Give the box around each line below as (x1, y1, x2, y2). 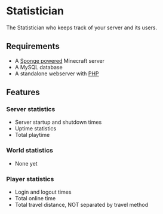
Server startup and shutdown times (14, 118, 102, 126)
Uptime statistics (14, 125, 57, 132)
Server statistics (6, 105, 56, 114)
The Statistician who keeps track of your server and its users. (6, 24, 158, 31)
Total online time (14, 195, 56, 202)
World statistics (6, 146, 54, 155)
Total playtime (14, 132, 50, 139)
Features (6, 87, 40, 97)
